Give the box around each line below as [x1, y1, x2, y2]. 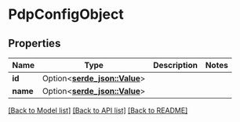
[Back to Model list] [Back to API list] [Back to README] [8, 106, 188, 115]
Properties [8, 37, 61, 50]
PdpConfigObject [8, 5, 124, 23]
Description [152, 60, 198, 70]
